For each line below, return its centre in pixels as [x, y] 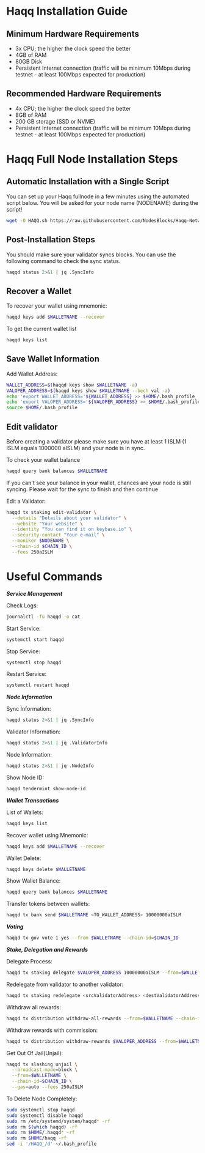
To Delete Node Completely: [42, 1099]
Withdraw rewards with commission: [52, 1030]
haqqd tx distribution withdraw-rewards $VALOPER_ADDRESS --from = [92, 1041]
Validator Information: [34, 732]
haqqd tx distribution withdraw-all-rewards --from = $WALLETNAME [90, 1018]
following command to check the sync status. [63, 261]
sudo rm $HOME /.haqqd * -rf [41, 1133]
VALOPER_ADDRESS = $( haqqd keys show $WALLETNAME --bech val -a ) [88, 391]
